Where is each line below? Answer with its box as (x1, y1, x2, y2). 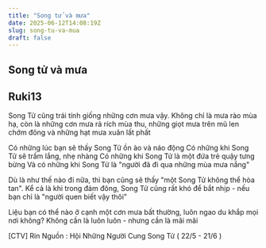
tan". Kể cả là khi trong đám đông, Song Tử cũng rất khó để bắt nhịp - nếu (8, 184, 250, 193)
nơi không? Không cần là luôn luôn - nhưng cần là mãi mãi (8, 216, 199, 226)
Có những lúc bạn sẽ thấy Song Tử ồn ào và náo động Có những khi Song (8, 143, 249, 153)
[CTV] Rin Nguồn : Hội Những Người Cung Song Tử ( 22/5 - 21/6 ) (8, 231, 222, 241)
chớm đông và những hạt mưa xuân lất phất (8, 128, 151, 137)
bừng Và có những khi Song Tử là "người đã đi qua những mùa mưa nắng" (8, 160, 250, 170)
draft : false (8, 33, 52, 42)
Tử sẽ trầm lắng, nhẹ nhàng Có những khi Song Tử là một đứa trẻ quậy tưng (8, 151, 256, 161)
